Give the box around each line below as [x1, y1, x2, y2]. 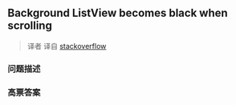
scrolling [7, 19, 53, 33]
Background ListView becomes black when [7, 6, 228, 20]
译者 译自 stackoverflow [26, 41, 107, 50]
